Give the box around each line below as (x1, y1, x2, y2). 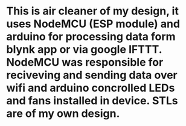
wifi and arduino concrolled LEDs (6, 81, 175, 95)
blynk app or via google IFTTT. (6, 43, 162, 57)
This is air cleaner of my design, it (6, 4, 179, 18)
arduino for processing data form (6, 30, 176, 43)
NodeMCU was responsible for (6, 55, 164, 69)
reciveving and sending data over (6, 68, 178, 82)
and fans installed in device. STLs (6, 94, 178, 108)
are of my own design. (6, 107, 120, 121)
